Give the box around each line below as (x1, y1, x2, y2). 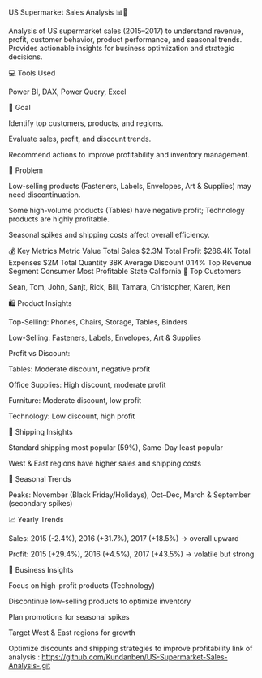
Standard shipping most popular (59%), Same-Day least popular (8, 443, 223, 453)
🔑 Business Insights (8, 565, 75, 574)
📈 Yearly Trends (8, 515, 65, 524)
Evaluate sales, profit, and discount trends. (8, 134, 152, 144)
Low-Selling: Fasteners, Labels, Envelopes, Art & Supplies (8, 333, 201, 342)
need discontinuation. (8, 190, 81, 200)
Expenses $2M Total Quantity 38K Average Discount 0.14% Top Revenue (8, 258, 251, 267)
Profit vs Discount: (8, 349, 71, 358)
